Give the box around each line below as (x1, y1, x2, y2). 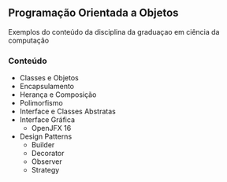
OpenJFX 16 (31, 124, 72, 133)
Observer (31, 157, 62, 166)
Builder (31, 140, 55, 150)
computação (8, 35, 50, 45)
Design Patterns (19, 132, 73, 141)
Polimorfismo (19, 98, 63, 108)
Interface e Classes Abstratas (19, 106, 116, 117)
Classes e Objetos (19, 73, 79, 83)
